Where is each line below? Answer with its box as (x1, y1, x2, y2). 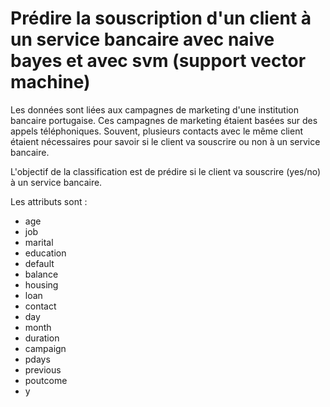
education (24, 247, 67, 259)
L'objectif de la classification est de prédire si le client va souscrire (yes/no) (10, 165, 322, 177)
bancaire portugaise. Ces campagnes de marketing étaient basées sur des (10, 114, 318, 126)
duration (24, 332, 60, 344)
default (24, 257, 55, 269)
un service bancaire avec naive (10, 28, 275, 51)
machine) (10, 71, 91, 94)
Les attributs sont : (10, 195, 88, 207)
